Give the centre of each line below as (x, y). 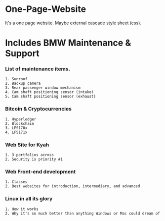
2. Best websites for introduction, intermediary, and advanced (73, 186)
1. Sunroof (16, 79)
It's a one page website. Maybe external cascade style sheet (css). (73, 23)
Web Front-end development (40, 171)
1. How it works (22, 209)
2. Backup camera (23, 83)
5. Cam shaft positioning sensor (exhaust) (51, 97)
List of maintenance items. (38, 69)
